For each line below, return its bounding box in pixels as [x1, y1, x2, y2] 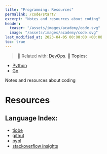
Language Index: [5, 114, 58, 122]
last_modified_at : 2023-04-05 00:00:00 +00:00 [5, 35, 103, 40]
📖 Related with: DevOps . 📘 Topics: [17, 53, 87, 59]
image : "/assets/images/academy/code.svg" [9, 30, 98, 35]
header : [5, 21, 21, 26]
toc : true [5, 39, 26, 44]
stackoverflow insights [12, 143, 58, 149]
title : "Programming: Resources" [5, 7, 74, 12]
